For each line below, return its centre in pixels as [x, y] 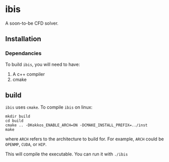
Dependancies [23, 53]
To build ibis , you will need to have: [43, 64]
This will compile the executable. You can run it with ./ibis [67, 154]
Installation [23, 39]
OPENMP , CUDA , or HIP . [26, 144]
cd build [14, 121]
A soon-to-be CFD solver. [32, 23]
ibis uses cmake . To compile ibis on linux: [49, 107]
